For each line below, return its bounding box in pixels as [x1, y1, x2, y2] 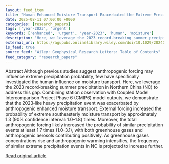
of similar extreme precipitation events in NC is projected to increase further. [5, 143, 164, 149]
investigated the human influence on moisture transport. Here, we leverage [5, 79, 161, 85]
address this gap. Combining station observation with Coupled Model [5, 89, 149, 96]
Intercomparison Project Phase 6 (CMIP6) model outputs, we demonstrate [5, 95, 159, 101]
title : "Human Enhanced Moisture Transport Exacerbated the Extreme [5, 12, 152, 17]
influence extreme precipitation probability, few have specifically [5, 74, 139, 80]
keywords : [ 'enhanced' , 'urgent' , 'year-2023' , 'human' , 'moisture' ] [5, 31, 154, 36]
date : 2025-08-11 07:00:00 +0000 [5, 17, 75, 22]
